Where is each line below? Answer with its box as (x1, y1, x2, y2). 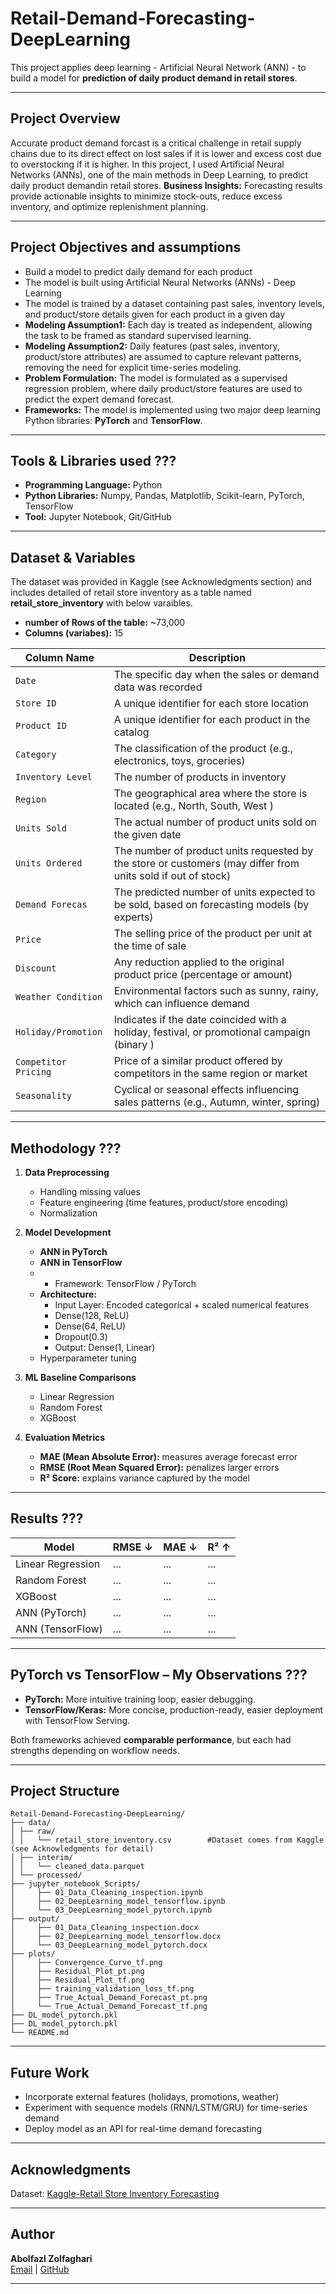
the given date (113, 828, 182, 842)
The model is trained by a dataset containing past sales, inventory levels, (24, 297, 325, 309)
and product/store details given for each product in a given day (24, 308, 286, 320)
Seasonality (15, 1090, 73, 1102)
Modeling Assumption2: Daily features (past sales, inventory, (24, 340, 280, 352)
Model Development (24, 1227, 112, 1238)
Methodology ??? (10, 1140, 122, 1157)
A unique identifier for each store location (113, 697, 309, 711)
